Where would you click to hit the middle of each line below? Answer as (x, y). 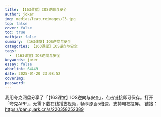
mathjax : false (21, 37)
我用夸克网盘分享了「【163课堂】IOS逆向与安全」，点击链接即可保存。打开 (79, 97)
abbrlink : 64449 (22, 69)
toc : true (15, 32)
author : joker (20, 14)
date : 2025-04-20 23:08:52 (33, 74)
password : (15, 83)
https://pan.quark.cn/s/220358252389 (44, 109)
